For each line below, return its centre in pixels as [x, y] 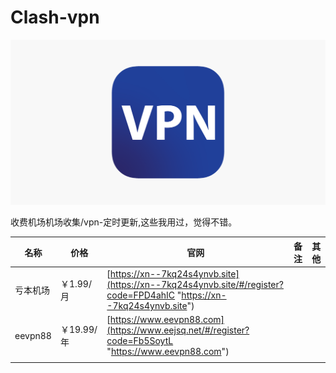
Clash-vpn [55, 17]
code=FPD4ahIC [141, 295]
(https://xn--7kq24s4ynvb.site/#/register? [195, 284]
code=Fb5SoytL [140, 341]
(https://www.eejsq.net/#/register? [178, 330]
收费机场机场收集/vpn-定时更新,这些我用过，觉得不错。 [124, 222]
